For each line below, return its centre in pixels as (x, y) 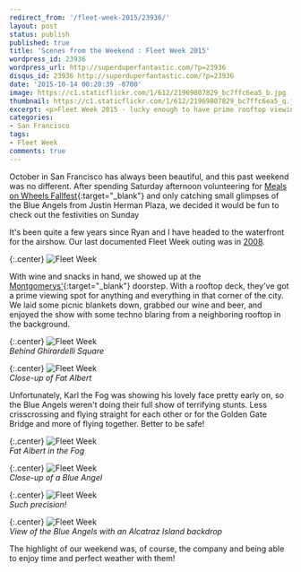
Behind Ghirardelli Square (57, 351)
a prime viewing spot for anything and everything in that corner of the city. (146, 295)
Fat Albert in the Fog (47, 450)
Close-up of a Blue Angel (56, 477)
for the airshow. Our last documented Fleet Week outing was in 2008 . (138, 241)
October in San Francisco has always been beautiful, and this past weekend (149, 177)
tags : (19, 134)
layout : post (34, 26)
